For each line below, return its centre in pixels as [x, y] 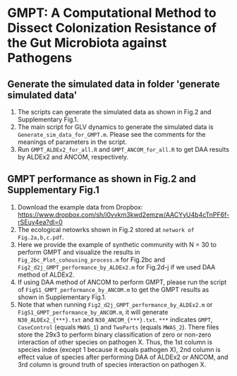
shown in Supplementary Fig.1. [62, 297]
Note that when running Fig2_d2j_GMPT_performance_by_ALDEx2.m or [115, 304]
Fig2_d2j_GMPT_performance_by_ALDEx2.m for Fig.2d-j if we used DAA [116, 267]
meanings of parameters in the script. [72, 142]
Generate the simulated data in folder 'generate [114, 84]
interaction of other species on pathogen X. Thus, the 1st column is [115, 342]
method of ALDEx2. [46, 274]
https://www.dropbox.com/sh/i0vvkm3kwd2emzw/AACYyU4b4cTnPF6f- [123, 214]
